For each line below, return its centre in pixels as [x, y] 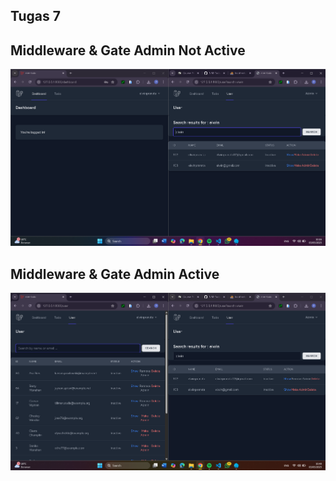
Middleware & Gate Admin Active [115, 274]
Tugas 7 [35, 16]
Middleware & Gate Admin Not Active [128, 50]
